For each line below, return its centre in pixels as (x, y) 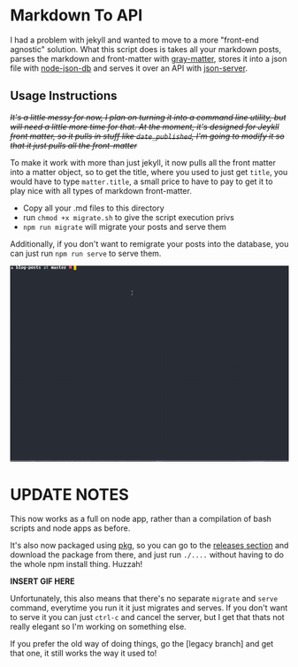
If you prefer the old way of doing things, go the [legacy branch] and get (142, 644)
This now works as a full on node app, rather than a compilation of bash (141, 519)
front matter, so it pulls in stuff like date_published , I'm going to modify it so (148, 136)
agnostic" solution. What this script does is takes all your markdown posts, (146, 49)
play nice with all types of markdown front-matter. (101, 190)
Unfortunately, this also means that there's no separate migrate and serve (144, 599)
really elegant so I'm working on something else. (98, 627)
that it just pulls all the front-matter (74, 145)
